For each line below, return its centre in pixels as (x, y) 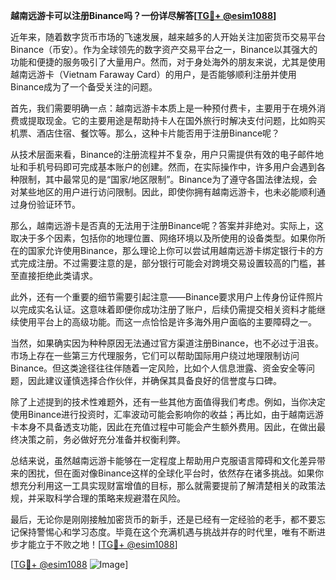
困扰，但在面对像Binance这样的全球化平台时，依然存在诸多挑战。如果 (171, 473)
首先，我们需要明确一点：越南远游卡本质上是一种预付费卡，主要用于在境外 (163, 108)
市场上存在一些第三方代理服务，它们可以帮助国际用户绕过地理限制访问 (155, 355)
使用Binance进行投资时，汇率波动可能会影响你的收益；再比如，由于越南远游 (167, 414)
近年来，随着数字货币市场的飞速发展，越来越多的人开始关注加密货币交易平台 (168, 37)
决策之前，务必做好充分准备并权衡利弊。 (102, 439)
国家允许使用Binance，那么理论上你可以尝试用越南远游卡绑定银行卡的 (171, 250)
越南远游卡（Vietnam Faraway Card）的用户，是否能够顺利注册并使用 (153, 74)
